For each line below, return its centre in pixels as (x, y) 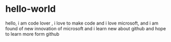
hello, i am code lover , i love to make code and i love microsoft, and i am (82, 23)
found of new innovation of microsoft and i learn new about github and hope (86, 28)
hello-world (31, 9)
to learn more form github (33, 34)
